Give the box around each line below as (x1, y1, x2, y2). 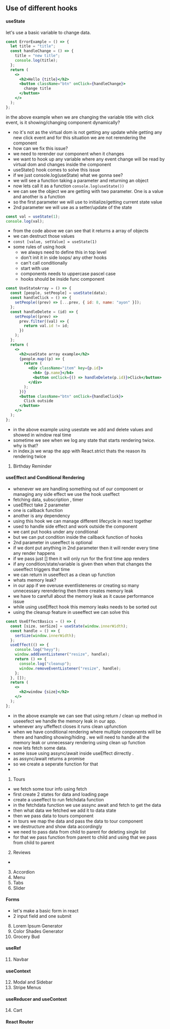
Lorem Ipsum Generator (13, 922, 63, 929)
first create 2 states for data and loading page (13, 791, 109, 797)
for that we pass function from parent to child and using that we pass (13, 834, 157, 840)
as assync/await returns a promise (13, 755, 85, 761)
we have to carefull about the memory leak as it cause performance (13, 593, 154, 599)
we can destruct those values (13, 233, 75, 239)
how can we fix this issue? (13, 145, 68, 151)
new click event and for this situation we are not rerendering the (13, 134, 146, 140)
